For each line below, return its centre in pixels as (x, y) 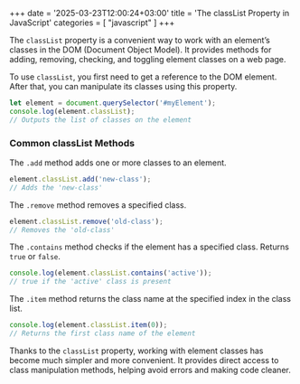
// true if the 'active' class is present (90, 282)
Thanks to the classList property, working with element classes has (136, 351)
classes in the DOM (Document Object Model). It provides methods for (141, 50)
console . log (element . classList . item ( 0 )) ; (89, 325)
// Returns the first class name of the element (103, 333)
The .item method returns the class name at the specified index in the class (150, 299)
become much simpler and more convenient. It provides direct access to (144, 360)
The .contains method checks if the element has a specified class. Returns (149, 247)
